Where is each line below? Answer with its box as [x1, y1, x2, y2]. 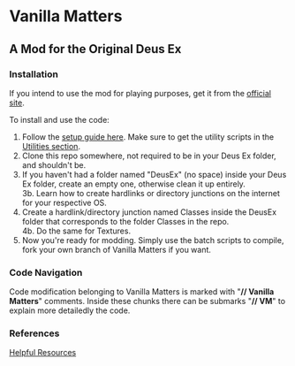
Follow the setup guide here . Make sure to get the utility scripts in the [21, 131, 275, 142]
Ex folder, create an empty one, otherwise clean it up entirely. [21, 179, 246, 189]
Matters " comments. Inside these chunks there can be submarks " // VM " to [9, 296, 285, 307]
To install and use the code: [9, 114, 110, 125]
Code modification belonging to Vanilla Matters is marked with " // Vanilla [9, 286, 275, 297]
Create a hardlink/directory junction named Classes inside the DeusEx [21, 206, 276, 217]
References [9, 327, 60, 339]
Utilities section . [21, 141, 81, 151]
